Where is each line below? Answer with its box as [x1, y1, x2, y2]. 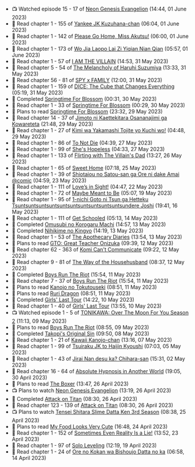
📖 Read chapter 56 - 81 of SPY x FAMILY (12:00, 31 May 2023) [11, 77, 163, 83]
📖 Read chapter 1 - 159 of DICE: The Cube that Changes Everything [11, 83, 175, 90]
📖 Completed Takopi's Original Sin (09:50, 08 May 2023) [11, 330, 150, 337]
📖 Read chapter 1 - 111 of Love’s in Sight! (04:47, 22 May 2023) [11, 183, 163, 190]
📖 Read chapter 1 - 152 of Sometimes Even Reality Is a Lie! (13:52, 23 [11, 429, 179, 436]
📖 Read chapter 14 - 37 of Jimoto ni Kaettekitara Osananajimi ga [11, 115, 167, 121]
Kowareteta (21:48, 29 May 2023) [11, 120, 94, 128]
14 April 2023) [11, 455, 47, 461]
